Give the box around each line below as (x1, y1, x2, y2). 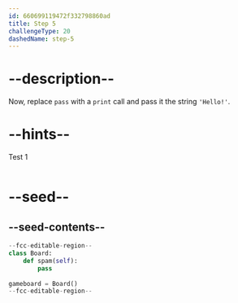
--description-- (8, 70, 115, 88)
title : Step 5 (8, 20, 57, 28)
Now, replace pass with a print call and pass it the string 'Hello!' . (8, 97, 231, 107)
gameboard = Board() (8, 279, 79, 288)
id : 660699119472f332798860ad (8, 11, 111, 20)
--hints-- (8, 125, 71, 143)
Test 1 (8, 152, 28, 162)
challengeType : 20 (8, 27, 71, 35)
